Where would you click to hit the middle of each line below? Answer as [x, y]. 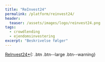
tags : [10, 27]
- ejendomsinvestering [32, 37]
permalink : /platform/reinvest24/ [40, 14]
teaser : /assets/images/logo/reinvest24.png [55, 23]
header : [13, 18]
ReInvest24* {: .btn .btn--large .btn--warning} [50, 54]
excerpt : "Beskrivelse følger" [37, 41]
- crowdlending [25, 32]
